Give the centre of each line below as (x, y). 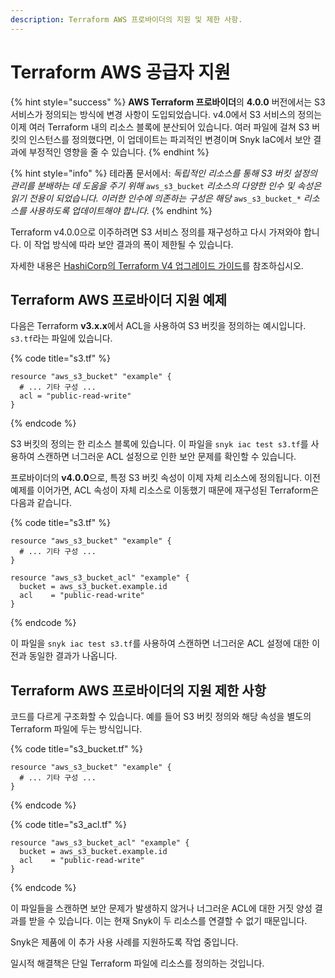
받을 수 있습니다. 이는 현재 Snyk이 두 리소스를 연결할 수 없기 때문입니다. (168, 921)
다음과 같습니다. (41, 503)
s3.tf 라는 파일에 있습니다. (61, 338)
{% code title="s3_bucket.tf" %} (77, 749)
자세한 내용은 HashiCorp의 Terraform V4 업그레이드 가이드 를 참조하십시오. (157, 265)
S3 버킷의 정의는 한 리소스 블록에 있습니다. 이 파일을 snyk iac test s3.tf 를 (159, 444)
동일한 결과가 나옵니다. (73, 656)
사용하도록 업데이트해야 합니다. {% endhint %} (120, 210)
